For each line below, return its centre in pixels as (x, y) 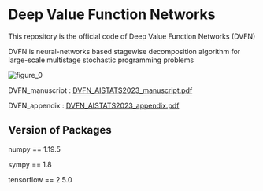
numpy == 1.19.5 (35, 149)
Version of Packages (60, 130)
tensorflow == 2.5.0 (40, 179)
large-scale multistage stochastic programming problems (101, 60)
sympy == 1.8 (30, 164)
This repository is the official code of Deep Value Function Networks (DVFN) (132, 36)
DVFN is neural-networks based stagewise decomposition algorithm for (124, 51)
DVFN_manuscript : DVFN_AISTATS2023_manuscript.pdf (100, 90)
